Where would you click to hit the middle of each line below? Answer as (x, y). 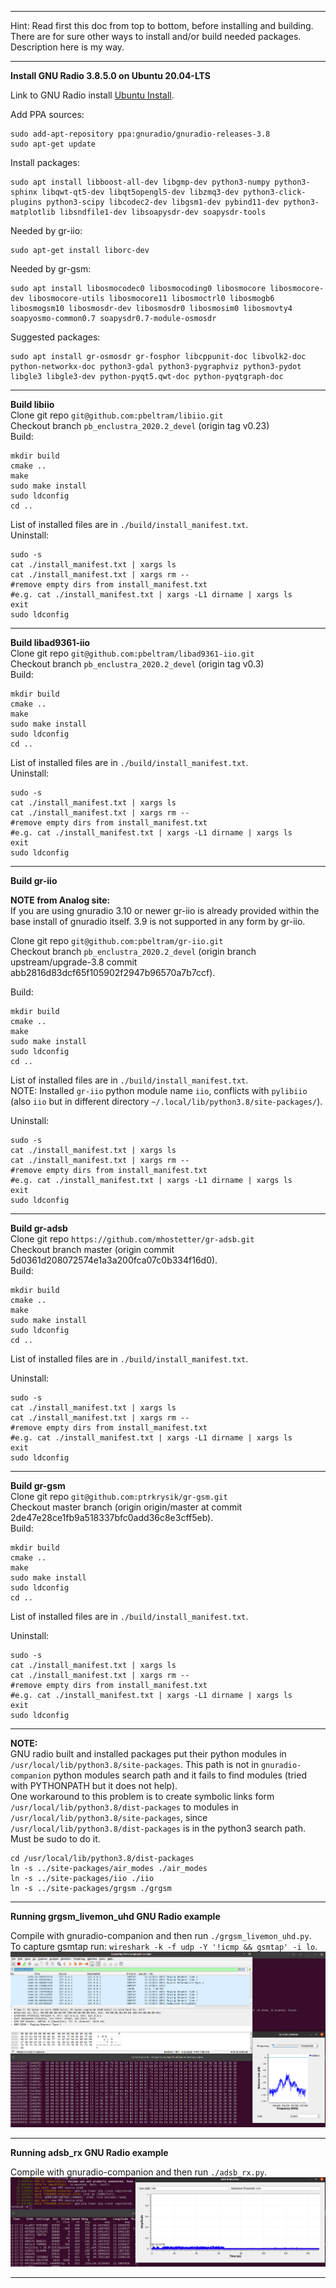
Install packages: (45, 162)
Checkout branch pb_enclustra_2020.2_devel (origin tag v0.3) (137, 664)
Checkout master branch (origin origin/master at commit (126, 1507)
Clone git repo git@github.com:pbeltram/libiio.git (117, 415)
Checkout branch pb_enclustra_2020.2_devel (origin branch (133, 951)
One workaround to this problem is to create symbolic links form (142, 1796)
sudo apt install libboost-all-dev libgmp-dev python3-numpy (140, 182)
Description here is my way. (67, 47)
